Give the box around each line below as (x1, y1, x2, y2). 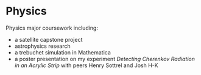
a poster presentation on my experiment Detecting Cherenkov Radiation (14, 55, 196, 62)
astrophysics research (14, 42, 71, 50)
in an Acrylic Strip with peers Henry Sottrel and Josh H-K (14, 62, 159, 69)
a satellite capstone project (14, 36, 83, 43)
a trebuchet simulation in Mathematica (14, 48, 111, 56)
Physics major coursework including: (5, 24, 99, 31)
